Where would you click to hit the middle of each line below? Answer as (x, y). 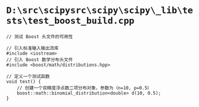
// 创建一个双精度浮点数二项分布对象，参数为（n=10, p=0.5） (84, 88)
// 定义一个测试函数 (28, 76)
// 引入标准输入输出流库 (32, 48)
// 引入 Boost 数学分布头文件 (40, 59)
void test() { (24, 81)
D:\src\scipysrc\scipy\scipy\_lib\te (100, 10)
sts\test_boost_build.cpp (70, 21)
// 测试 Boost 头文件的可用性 (40, 37)
